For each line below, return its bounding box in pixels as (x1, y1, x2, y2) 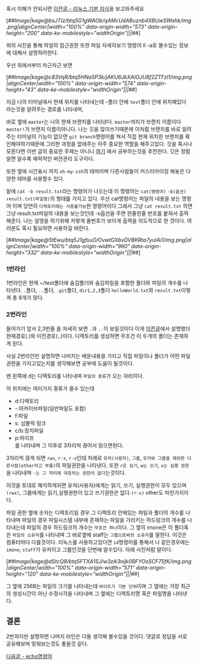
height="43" (6, 86, 37, 93)
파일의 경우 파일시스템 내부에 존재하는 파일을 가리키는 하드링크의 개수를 (21, 516, 186, 523)
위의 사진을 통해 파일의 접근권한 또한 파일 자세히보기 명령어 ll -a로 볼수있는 (6, 42, 178, 48)
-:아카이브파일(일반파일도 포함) (14, 404, 86, 412)
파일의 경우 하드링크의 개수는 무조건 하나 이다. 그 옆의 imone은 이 (26, 524, 173, 531)
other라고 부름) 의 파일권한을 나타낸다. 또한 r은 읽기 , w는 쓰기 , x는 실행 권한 (20, 462, 189, 469)
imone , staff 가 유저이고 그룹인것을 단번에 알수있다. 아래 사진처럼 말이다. (6, 546, 173, 553)
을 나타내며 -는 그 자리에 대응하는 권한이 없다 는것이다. (6, 469, 126, 476)
